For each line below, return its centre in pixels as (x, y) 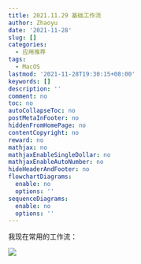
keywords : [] (30, 81)
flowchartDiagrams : (40, 177)
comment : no (28, 96)
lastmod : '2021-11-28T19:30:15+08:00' (72, 74)
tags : (17, 60)
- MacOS (28, 67)
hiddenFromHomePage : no (47, 125)
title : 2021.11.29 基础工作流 (55, 15)
